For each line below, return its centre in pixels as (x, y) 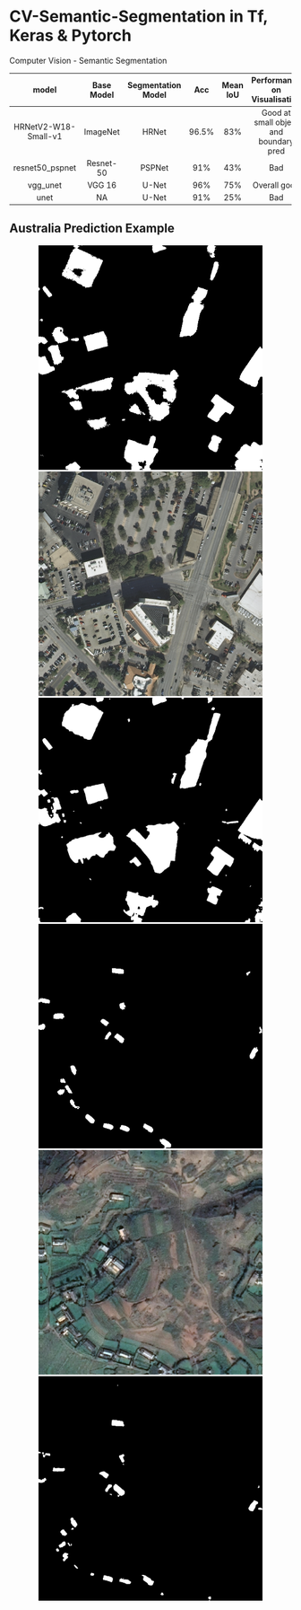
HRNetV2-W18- (44, 127)
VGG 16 (102, 185)
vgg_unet (45, 185)
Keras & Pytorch (70, 35)
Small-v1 (45, 136)
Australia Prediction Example (92, 229)
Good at (276, 112)
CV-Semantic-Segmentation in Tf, (139, 17)
